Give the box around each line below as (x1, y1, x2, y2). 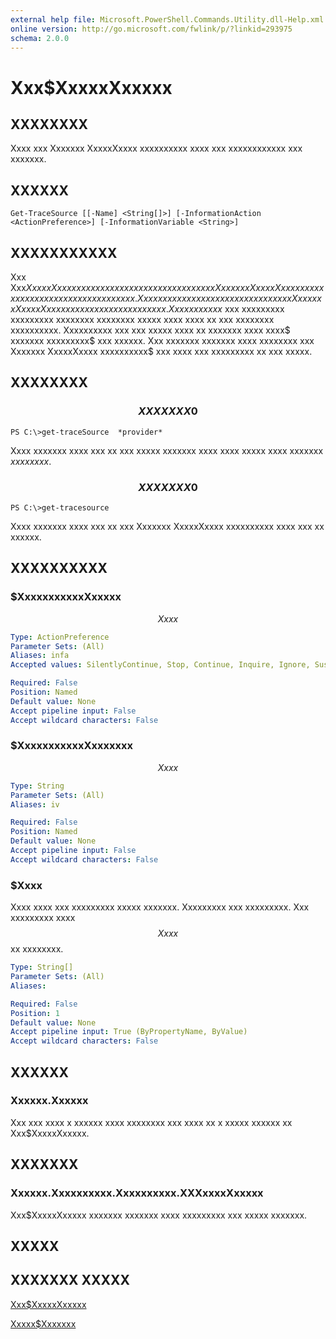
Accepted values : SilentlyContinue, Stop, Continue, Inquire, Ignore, (10, 660, 311, 670)
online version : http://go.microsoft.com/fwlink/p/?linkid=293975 (10, 24, 293, 34)
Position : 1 (10, 1008, 60, 1018)
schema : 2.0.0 (10, 33, 70, 43)
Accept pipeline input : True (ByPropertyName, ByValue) (10, 1027, 248, 1037)
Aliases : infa (10, 651, 70, 661)
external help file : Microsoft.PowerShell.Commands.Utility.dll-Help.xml (10, 14, 325, 25)
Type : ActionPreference (10, 632, 110, 642)
